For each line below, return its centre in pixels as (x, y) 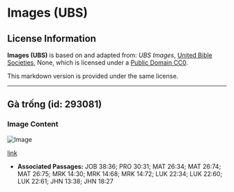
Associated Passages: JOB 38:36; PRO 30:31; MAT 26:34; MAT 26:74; (119, 166)
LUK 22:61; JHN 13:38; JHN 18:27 (65, 181)
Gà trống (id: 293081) (55, 105)
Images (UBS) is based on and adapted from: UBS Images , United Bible (110, 55)
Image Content (33, 125)
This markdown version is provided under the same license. (93, 76)
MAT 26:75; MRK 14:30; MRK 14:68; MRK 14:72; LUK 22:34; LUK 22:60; (120, 174)
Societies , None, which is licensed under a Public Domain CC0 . (98, 63)
